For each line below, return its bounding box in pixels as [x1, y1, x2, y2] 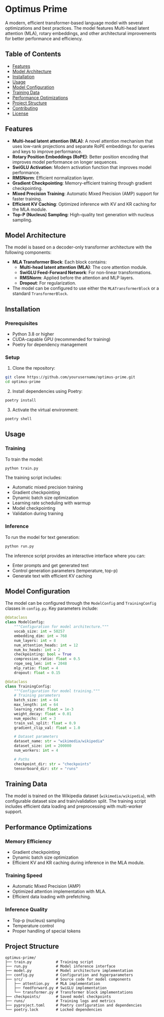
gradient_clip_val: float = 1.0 [14, 725, 80, 730]
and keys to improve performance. [12, 148, 83, 154]
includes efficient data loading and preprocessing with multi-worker [5, 803, 143, 810]
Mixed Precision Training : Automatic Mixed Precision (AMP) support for [12, 191, 159, 196]
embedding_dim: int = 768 [14, 633, 67, 638]
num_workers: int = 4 [14, 748, 58, 753]
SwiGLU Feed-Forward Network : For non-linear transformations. [19, 270, 152, 276]
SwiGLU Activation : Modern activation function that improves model [12, 164, 152, 170]
